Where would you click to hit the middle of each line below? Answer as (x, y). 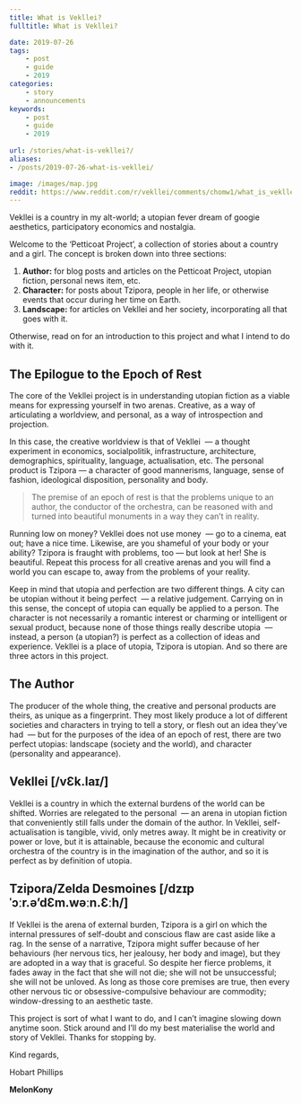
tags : (19, 50)
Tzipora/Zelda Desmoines (83, 889)
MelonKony (31, 1089)
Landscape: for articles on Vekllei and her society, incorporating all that (155, 310)
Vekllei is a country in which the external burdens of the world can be (138, 803)
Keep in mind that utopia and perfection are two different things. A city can (147, 590)
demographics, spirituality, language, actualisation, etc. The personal (137, 461)
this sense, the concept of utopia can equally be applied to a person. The (144, 609)
